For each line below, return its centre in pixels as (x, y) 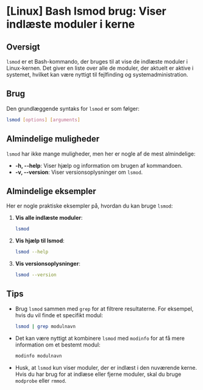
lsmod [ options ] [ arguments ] (43, 120)
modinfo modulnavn (38, 356)
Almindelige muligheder (53, 139)
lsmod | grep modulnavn (45, 326)
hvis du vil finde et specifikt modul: (59, 315)
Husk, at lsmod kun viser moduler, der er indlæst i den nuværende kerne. (106, 367)
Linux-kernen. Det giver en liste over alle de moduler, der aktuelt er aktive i (100, 68)
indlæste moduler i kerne (71, 24)
